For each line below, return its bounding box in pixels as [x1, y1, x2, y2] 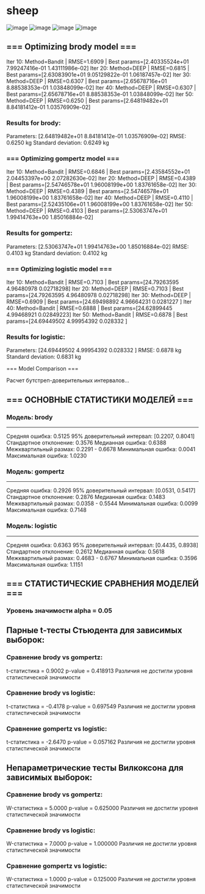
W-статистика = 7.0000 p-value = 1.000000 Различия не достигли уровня [6, 840, 197, 848]
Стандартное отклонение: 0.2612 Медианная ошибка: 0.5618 [6, 548, 165, 555]
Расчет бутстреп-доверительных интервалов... [6, 377, 130, 384]
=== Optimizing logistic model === [6, 264, 113, 273]
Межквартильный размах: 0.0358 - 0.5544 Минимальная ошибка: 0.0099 [6, 500, 198, 508]
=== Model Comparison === [6, 365, 79, 372]
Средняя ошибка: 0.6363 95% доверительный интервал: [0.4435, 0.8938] [6, 541, 198, 549]
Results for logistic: [6, 333, 65, 341]
